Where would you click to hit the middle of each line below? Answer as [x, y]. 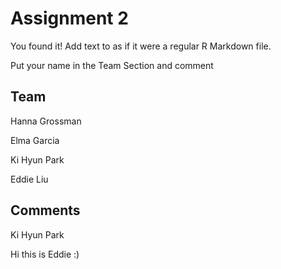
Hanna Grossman [46, 121]
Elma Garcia [35, 140]
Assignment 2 [69, 18]
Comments [45, 210]
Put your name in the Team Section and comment [112, 65]
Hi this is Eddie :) [45, 254]
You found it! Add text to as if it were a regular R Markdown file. [141, 46]
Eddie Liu [29, 179]
